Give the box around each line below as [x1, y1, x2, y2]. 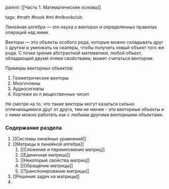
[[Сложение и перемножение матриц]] [20, 146, 105, 153]
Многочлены [12, 81, 41, 86]
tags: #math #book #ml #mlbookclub [5, 14, 83, 20]
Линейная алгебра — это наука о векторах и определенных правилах [5, 24, 157, 30]
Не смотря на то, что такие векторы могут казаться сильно [5, 101, 134, 107]
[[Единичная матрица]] [20, 152, 71, 158]
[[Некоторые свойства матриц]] [20, 157, 90, 164]
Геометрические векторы [12, 75, 69, 81]
